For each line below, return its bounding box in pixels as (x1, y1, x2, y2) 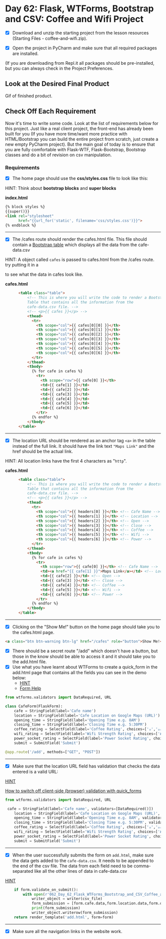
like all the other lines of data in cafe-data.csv (34, 868, 127, 874)
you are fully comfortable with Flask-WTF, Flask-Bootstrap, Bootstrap (5, 146, 146, 152)
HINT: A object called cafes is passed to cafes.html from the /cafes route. (5, 256, 155, 262)
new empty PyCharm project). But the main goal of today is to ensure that (5, 141, 155, 147)
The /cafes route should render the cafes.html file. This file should (12, 236, 147, 242)
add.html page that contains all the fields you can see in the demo (12, 670, 147, 676)
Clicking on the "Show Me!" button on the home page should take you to (12, 624, 160, 630)
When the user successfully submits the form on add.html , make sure (12, 852, 154, 858)
